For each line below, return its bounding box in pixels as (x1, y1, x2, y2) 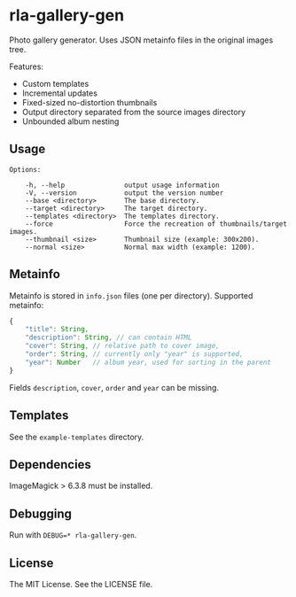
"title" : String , (25, 325, 90, 334)
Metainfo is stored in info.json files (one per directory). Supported (9, 290, 253, 301)
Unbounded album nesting (21, 116, 120, 127)
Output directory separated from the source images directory (21, 106, 246, 117)
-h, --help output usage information (25, 181, 220, 190)
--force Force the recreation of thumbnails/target (25, 219, 288, 229)
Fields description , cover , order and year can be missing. (9, 382, 220, 392)
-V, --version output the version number (25, 188, 224, 198)
